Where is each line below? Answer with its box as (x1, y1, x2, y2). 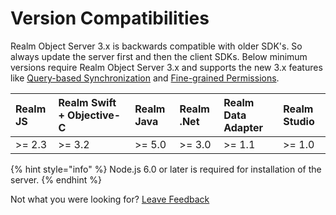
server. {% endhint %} (10, 173, 102, 186)
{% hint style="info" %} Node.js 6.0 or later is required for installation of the (10, 163, 322, 175)
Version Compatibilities (10, 7, 210, 30)
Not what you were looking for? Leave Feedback (10, 193, 210, 205)
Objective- (67, 108, 122, 122)
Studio (283, 114, 315, 128)
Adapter (223, 120, 263, 134)
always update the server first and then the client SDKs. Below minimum (10, 50, 308, 62)
